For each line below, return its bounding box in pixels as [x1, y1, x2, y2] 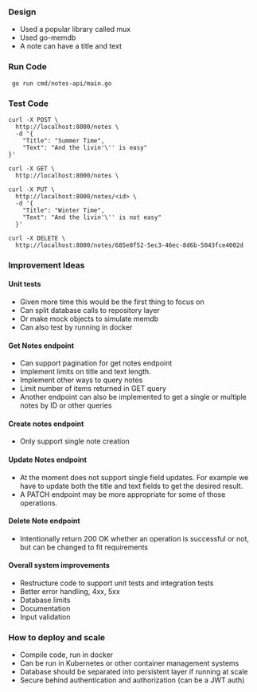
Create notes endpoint [8, 419, 84, 428]
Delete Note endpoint [8, 516, 81, 526]
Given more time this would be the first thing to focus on [19, 297, 204, 307]
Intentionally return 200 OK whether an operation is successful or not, [19, 534, 249, 543]
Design [8, 6, 37, 18]
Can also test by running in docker [19, 323, 133, 332]
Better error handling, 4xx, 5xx [19, 587, 121, 596]
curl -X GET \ [8, 164, 56, 173]
